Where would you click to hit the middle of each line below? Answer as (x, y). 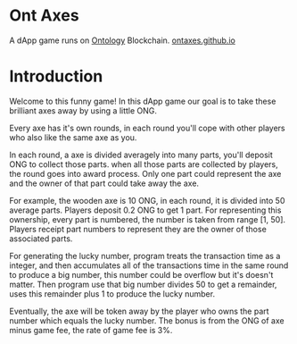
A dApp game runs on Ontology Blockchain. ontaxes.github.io (123, 40)
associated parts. (41, 239)
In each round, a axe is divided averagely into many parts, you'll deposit (141, 155)
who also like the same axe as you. (73, 137)
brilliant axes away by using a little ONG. (83, 110)
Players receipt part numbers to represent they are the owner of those (138, 229)
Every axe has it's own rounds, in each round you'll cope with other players (147, 128)
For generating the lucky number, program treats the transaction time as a (145, 256)
